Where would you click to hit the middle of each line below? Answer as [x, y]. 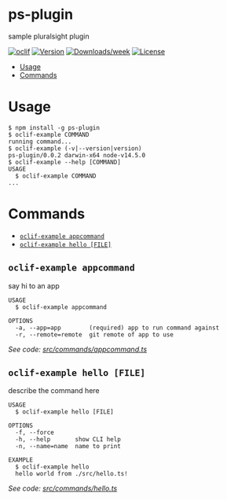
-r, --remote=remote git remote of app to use [95, 335]
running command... [40, 142]
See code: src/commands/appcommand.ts [78, 349]
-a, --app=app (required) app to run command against [117, 328]
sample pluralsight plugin [49, 36]
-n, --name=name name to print [68, 447]
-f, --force [35, 433]
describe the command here [54, 391]
